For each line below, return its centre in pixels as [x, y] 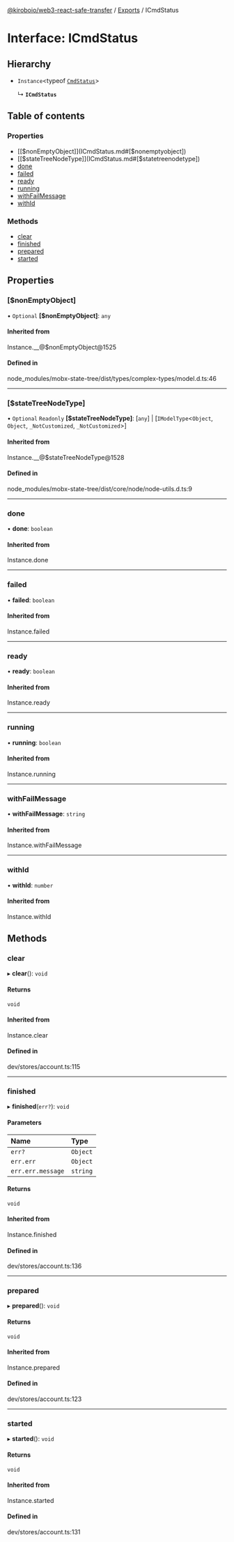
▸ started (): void [31, 1439]
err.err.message [38, 1171]
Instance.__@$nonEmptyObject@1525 [62, 347]
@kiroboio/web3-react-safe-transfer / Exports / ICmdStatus [93, 10]
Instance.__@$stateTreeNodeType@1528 [66, 457]
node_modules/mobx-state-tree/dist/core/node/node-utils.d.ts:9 [100, 488]
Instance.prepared [34, 1368]
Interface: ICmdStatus [73, 38]
